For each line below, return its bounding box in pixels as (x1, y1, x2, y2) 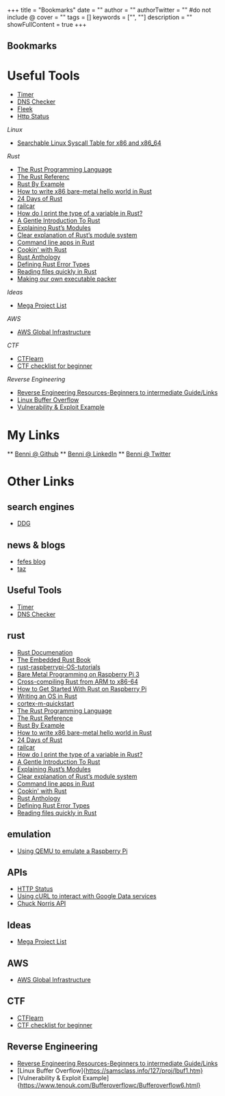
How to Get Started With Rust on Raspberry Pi (16, 684, 147, 692)
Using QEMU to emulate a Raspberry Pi (16, 847, 128, 855)
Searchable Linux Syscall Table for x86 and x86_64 (16, 139, 162, 147)
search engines (7, 501, 75, 513)
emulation (7, 828, 51, 840)
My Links (7, 427, 60, 443)
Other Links (7, 474, 75, 489)
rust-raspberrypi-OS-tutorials (16, 662, 101, 671)
